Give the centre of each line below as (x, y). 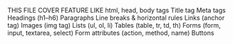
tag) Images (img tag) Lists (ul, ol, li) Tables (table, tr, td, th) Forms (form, (114, 25)
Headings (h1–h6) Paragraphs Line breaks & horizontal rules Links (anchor (116, 18)
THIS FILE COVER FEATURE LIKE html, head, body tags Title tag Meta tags (116, 10)
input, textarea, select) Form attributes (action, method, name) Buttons (111, 33)
